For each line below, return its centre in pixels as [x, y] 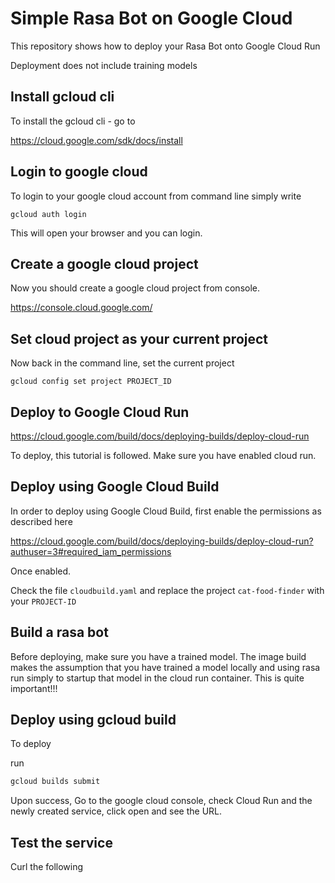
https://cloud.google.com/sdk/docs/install [96, 140]
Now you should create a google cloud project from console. [135, 288]
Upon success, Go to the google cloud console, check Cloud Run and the [161, 801]
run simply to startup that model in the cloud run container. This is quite [157, 678]
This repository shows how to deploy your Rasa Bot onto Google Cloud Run [165, 46]
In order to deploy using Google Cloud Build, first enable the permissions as [166, 511]
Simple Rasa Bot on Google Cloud [151, 18]
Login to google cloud [79, 172]
